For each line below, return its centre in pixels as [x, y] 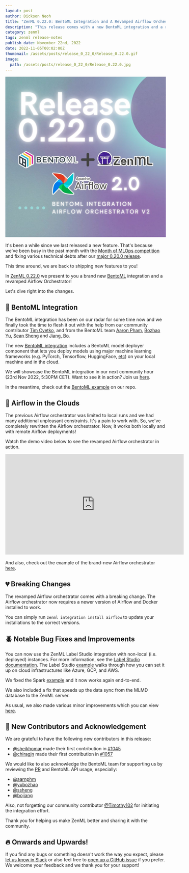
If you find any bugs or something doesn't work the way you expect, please [85, 854]
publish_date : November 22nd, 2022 [43, 43]
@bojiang [23, 796]
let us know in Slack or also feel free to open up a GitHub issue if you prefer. [85, 860]
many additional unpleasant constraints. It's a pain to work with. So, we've [83, 421]
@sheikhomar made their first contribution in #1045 [67, 749]
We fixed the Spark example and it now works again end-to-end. [73, 680]
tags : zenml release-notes [34, 38]
